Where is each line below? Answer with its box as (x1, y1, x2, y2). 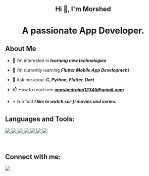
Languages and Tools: (5, 115, 75, 123)
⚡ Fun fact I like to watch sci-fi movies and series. (12, 99, 117, 105)
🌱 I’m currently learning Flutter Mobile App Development (12, 67, 130, 73)
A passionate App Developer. (22, 25, 145, 36)
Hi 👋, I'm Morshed (55, 5, 111, 13)
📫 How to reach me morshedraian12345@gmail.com (12, 87, 124, 93)
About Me (5, 44, 36, 53)
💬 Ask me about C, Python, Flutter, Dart (12, 77, 95, 83)
